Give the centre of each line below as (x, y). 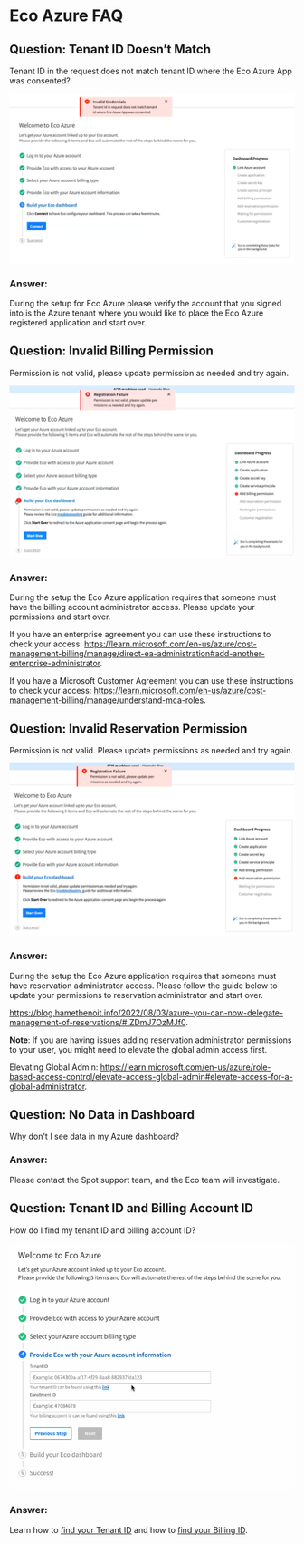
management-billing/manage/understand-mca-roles (107, 700)
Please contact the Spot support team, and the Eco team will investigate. (145, 1180)
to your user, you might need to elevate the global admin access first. (138, 1049)
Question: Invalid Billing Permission (112, 351)
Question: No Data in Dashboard (102, 1115)
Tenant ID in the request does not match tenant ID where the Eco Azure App (151, 71)
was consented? (40, 81)
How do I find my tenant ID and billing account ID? (103, 1230)
